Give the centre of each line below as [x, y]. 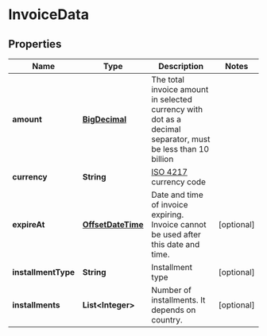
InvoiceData [49, 15]
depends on [173, 310]
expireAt [29, 224]
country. [166, 320]
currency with [177, 109]
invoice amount [180, 89]
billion [162, 159]
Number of [171, 290]
